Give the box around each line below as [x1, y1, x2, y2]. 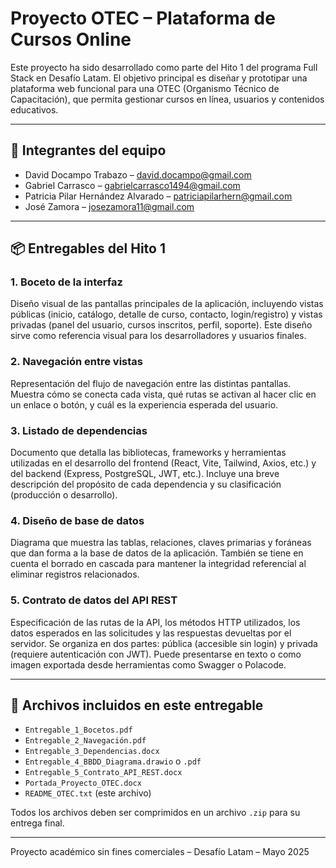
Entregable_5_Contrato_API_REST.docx [24, 768, 183, 778]
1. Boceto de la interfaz [10, 275, 123, 289]
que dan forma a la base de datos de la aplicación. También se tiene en [10, 547, 304, 559]
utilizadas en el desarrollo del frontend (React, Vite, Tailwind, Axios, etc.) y [10, 457, 317, 469]
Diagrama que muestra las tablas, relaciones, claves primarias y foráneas [10, 537, 312, 549]
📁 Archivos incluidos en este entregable [10, 697, 264, 714]
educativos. [10, 103, 59, 116]
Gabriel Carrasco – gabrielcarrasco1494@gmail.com [24, 179, 241, 191]
